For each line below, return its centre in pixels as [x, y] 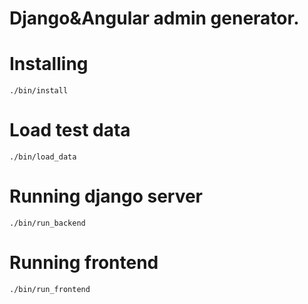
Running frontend [84, 263]
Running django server [106, 196]
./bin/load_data [43, 157]
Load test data [70, 130]
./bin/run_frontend [50, 289]
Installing [49, 64]
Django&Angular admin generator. [154, 18]
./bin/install [39, 91]
